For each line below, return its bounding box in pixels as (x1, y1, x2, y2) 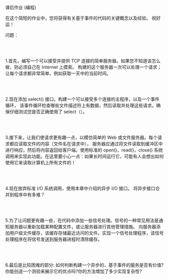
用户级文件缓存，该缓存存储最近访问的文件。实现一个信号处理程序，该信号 (9, 230, 164, 236)
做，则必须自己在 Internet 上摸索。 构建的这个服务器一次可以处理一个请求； (5, 64, 162, 70)
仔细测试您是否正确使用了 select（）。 (9, 109, 88, 115)
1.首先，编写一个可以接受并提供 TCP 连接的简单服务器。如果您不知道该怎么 (5, 58, 161, 64)
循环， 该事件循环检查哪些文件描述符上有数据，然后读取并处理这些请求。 (5, 103, 156, 108)
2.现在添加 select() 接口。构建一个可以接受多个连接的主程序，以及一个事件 (5, 96, 160, 102)
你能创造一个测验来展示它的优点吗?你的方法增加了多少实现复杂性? (5, 268, 142, 274)
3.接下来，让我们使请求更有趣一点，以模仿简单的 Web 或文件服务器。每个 (5, 135, 158, 140)
